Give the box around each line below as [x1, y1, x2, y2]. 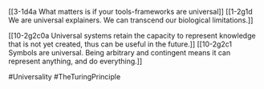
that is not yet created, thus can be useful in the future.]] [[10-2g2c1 [8, 39, 233, 49]
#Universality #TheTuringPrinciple [8, 72, 121, 81]
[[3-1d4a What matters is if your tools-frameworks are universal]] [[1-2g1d [8, 7, 253, 16]
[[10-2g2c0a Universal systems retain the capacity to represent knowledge [8, 31, 256, 40]
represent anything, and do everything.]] [8, 56, 143, 66]
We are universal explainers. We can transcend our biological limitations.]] [8, 15, 254, 25]
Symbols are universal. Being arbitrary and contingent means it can [8, 48, 231, 57]
